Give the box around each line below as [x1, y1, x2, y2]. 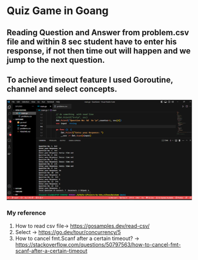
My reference [6, 209, 46, 217]
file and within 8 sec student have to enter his [6, 36, 177, 46]
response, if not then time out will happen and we [6, 46, 191, 56]
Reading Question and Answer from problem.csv [6, 28, 190, 38]
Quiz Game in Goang [6, 4, 109, 18]
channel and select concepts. [6, 84, 118, 94]
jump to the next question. [6, 55, 105, 65]
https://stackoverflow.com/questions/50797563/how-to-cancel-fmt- [15, 241, 181, 248]
